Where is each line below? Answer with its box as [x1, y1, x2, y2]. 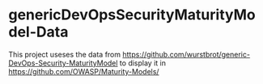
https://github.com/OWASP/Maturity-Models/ [8, 66, 159, 76]
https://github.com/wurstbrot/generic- [122, 49, 251, 59]
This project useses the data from [8, 49, 121, 59]
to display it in [119, 58, 166, 68]
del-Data [8, 23, 69, 41]
